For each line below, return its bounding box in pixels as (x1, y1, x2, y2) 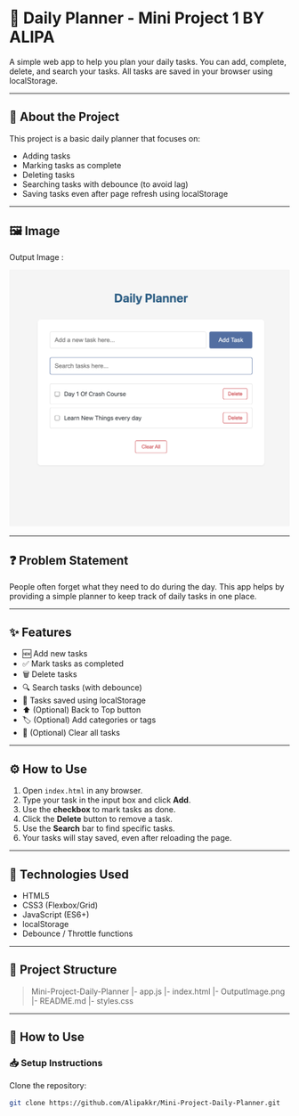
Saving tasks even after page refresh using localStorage (21, 188, 229, 199)
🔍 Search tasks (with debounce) (21, 682, 142, 693)
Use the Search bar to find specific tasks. (21, 823, 175, 834)
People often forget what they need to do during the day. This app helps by (9, 581, 285, 591)
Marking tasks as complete (21, 159, 122, 170)
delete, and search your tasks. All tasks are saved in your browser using (9, 66, 273, 77)
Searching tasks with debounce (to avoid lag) (21, 178, 189, 190)
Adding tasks (21, 151, 71, 161)
